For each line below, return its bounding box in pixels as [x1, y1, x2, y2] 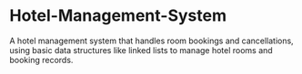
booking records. [9, 54, 74, 65]
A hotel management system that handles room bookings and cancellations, [9, 35, 294, 46]
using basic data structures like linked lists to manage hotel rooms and [9, 44, 273, 55]
